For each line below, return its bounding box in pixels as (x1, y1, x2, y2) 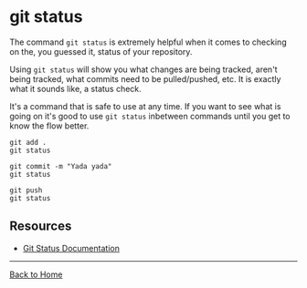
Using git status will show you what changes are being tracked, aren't (9, 64, 278, 75)
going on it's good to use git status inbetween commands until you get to (9, 110, 291, 121)
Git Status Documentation (22, 242, 121, 253)
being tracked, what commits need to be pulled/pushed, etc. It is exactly (9, 73, 281, 84)
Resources (9, 219, 72, 234)
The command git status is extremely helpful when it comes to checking (9, 36, 287, 47)
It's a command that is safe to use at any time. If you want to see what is (9, 100, 281, 111)
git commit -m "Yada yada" (9, 161, 112, 170)
